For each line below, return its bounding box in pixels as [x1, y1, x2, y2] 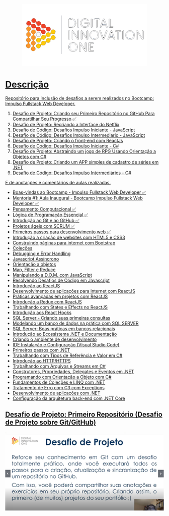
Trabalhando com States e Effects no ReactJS [12, 304, 108, 311]
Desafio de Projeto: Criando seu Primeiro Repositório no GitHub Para [12, 111, 155, 117]
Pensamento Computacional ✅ [12, 206, 76, 212]
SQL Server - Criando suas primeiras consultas [12, 315, 111, 321]
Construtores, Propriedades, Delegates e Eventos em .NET [12, 369, 134, 375]
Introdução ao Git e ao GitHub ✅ [12, 218, 79, 224]
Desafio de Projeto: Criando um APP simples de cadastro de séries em [12, 159, 159, 165]
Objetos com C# [12, 153, 47, 160]
